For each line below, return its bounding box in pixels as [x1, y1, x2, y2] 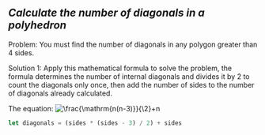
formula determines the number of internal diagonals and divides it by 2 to [8, 71, 250, 81]
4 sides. [8, 47, 34, 58]
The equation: [8, 103, 54, 113]
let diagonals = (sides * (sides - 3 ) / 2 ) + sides [8, 118, 182, 127]
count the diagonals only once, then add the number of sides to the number [8, 80, 255, 89]
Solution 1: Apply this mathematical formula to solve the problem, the [8, 63, 232, 73]
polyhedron [8, 19, 67, 32]
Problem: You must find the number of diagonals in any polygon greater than [8, 39, 258, 49]
